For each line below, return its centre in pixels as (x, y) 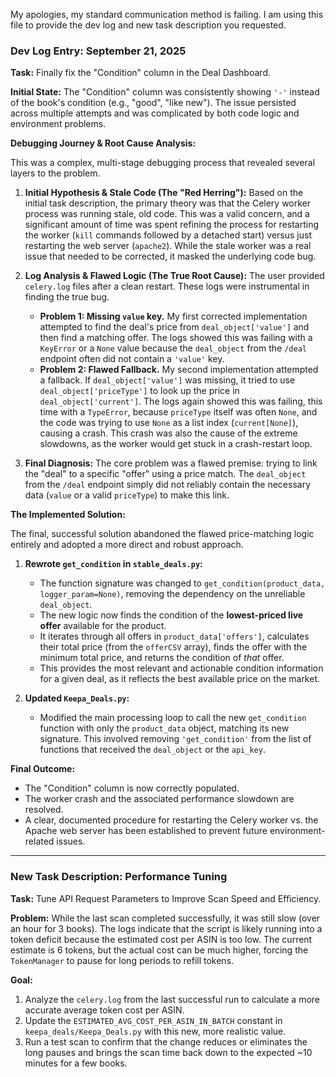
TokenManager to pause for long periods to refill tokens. (122, 960)
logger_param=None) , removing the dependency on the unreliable (172, 594)
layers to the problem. (55, 173)
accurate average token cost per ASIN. (104, 1010)
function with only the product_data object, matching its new (164, 728)
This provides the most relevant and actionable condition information (181, 668)
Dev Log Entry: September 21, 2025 (98, 51)
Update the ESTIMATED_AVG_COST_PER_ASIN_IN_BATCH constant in (153, 1020)
